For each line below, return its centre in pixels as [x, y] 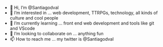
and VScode [22, 28]
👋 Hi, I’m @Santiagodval [34, 8]
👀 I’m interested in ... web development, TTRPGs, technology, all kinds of [84, 13]
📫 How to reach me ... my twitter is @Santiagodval [62, 39]
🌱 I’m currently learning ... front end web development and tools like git [82, 23]
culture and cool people [34, 18]
